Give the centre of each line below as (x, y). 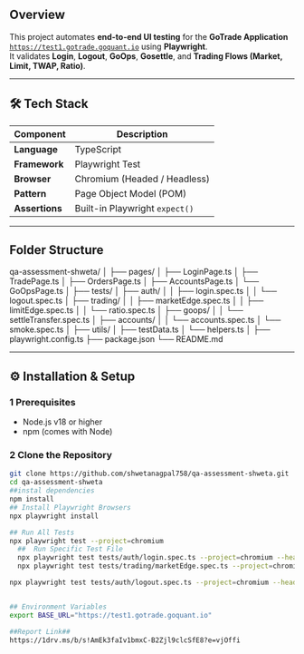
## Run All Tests (42, 532)
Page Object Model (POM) (131, 193)
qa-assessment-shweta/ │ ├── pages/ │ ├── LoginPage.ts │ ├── (134, 272)
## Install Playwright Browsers (70, 507)
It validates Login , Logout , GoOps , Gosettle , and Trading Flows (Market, (146, 56)
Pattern (30, 193)
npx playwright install (54, 516)
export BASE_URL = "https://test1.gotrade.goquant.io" (111, 615)
